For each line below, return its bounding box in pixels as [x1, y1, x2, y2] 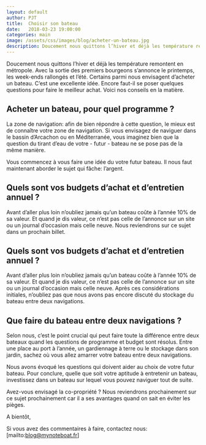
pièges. [6, 401, 26, 409]
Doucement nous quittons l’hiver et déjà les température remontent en [6, 60, 184, 68]
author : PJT [6, 15, 37, 21]
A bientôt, [6, 413, 31, 420]
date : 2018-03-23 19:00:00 [6, 26, 81, 33]
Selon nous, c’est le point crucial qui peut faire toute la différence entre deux [6, 332, 199, 339]
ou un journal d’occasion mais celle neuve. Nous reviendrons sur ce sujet [6, 222, 191, 229]
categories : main [6, 32, 51, 38]
